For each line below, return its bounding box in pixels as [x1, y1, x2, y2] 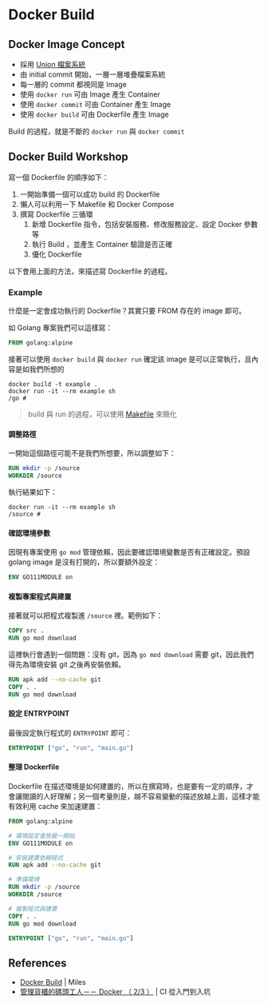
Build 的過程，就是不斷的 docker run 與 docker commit [8, 126, 185, 136]
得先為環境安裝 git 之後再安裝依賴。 [8, 659, 126, 669]
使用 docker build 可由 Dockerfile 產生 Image [19, 110, 169, 119]
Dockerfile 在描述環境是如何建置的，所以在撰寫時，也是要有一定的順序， [8, 781, 247, 791]
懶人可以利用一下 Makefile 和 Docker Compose [19, 199, 175, 209]
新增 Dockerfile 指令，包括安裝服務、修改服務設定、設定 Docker [31, 219, 242, 229]
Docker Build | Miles [19, 978, 86, 987]
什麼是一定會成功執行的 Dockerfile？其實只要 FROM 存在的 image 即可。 [8, 306, 246, 316]
